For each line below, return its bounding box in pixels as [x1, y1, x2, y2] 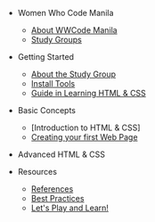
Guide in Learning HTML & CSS [30, 88, 147, 98]
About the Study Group [30, 69, 116, 79]
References [30, 184, 74, 194]
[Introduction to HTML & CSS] [30, 122, 141, 133]
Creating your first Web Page [30, 132, 138, 142]
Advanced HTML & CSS [17, 149, 105, 160]
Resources [17, 167, 58, 177]
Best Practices [30, 193, 85, 203]
